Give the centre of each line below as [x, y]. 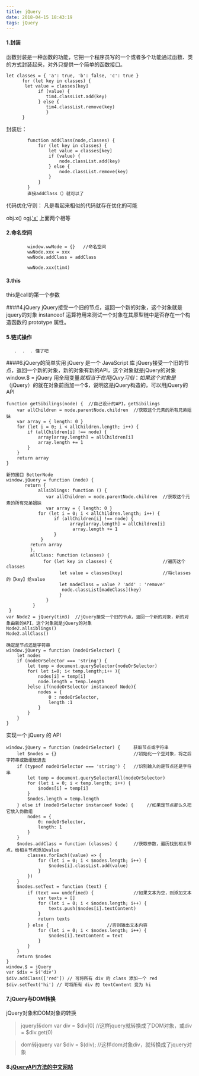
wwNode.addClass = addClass [62, 257]
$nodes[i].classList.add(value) [88, 866]
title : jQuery [24, 12]
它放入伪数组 [20, 812]
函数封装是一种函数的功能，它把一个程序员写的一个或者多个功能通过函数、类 [99, 57]
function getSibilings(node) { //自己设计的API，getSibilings [83, 404]
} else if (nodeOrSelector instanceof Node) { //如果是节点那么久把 [104, 805]
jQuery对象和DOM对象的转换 [41, 1013]
